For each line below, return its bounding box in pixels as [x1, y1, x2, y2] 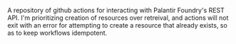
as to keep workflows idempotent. [7, 28, 108, 37]
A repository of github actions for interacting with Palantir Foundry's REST [7, 6, 225, 14]
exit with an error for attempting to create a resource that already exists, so [7, 21, 228, 29]
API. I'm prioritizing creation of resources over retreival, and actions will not [7, 13, 229, 22]
